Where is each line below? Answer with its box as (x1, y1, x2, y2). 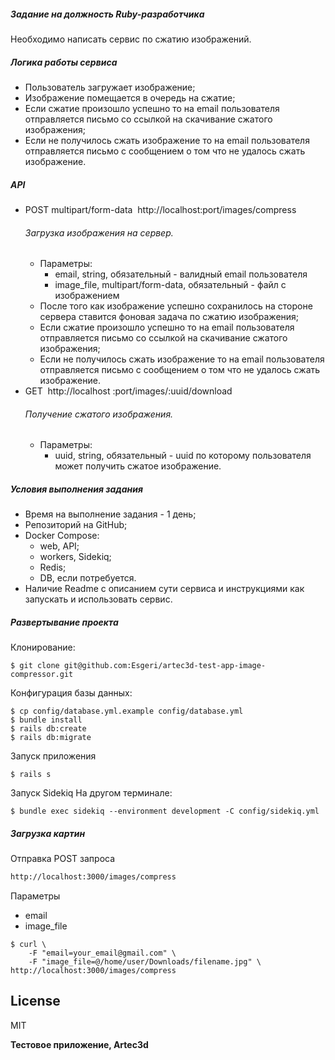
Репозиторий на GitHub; (24, 519, 128, 531)
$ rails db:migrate (10, 733, 92, 743)
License (10, 993, 61, 1010)
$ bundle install (10, 715, 83, 725)
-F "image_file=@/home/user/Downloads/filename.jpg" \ (28, 957, 262, 967)
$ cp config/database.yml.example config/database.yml (10, 706, 244, 717)
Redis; (39, 561, 67, 574)
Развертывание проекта (10, 616, 119, 628)
